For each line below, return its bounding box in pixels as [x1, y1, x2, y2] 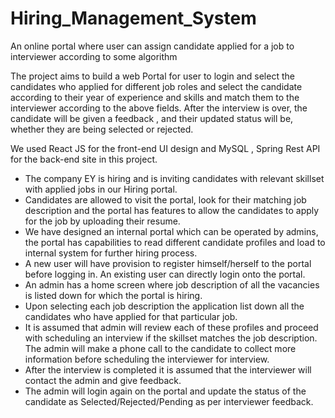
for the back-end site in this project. [10, 153, 158, 165]
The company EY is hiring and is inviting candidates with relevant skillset [24, 172, 325, 184]
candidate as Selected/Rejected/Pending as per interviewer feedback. [24, 395, 314, 407]
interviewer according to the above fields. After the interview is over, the [10, 102, 308, 114]
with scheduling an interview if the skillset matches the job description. [24, 332, 318, 344]
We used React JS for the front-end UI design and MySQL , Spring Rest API [10, 142, 321, 154]
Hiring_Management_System [10, 7, 257, 30]
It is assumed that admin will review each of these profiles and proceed [24, 321, 319, 333]
